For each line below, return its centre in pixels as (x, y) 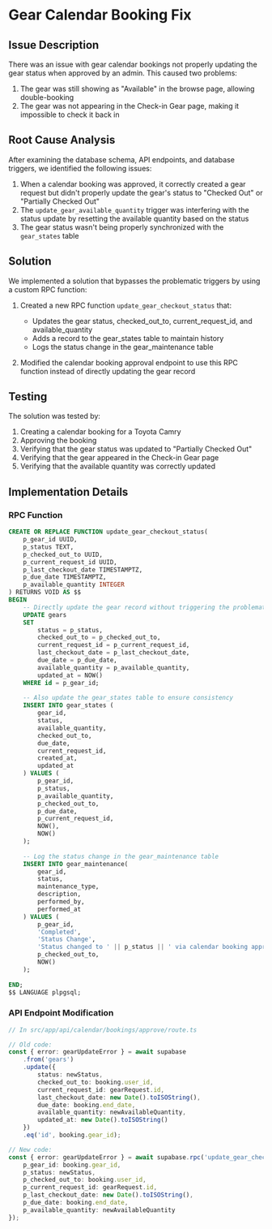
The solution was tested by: (55, 416)
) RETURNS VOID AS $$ (45, 593)
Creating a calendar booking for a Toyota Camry (100, 432)
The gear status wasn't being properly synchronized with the (122, 227)
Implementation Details (68, 492)
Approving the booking (58, 441)
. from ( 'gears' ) (49, 1060)
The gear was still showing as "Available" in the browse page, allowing (137, 88)
